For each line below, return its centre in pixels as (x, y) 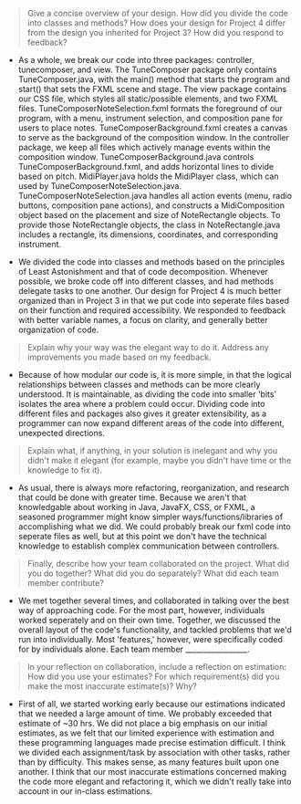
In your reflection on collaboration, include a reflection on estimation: (157, 667)
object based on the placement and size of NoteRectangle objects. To (149, 215)
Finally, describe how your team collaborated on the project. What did (158, 564)
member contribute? (66, 583)
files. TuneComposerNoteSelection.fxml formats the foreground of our (150, 108)
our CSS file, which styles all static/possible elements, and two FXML (148, 99)
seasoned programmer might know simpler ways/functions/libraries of (150, 517)
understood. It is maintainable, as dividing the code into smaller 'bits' (147, 394)
